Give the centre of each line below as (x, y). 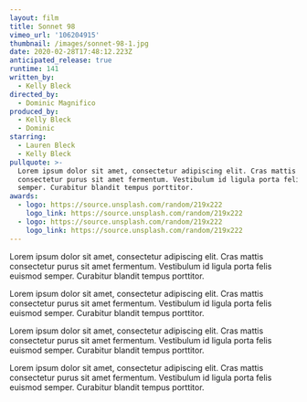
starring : (28, 137)
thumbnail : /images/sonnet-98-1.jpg (79, 43)
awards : (24, 196)
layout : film (34, 18)
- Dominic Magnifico (57, 103)
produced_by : (34, 111)
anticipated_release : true (61, 60)
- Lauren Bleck (47, 145)
